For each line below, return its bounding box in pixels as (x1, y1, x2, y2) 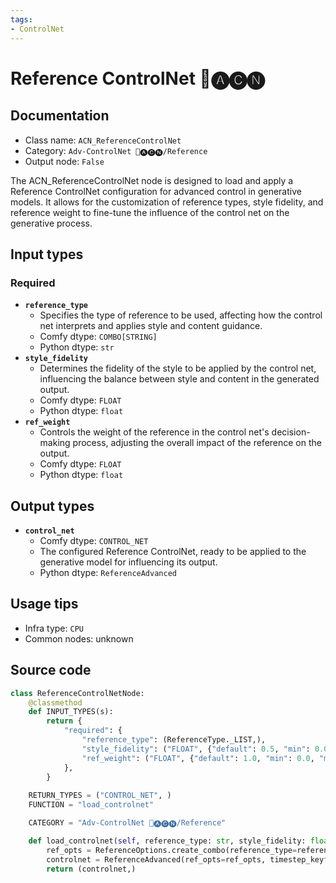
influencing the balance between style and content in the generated (39, 373, 320, 385)
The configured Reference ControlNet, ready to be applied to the (39, 546, 307, 557)
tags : (10, 14, 33, 25)
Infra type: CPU (24, 622, 84, 634)
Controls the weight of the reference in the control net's (39, 426, 270, 438)
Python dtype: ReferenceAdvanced (39, 567, 177, 578)
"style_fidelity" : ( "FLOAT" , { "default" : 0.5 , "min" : (81, 744, 311, 754)
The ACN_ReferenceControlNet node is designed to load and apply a (10, 174, 294, 186)
